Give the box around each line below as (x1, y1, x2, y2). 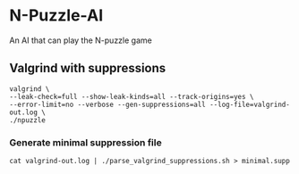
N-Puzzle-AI (9, 5, 104, 26)
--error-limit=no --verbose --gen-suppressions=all (9, 100, 206, 109)
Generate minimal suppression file (9, 136, 163, 148)
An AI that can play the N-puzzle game (9, 35, 152, 46)
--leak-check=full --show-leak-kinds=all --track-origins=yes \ (9, 92, 254, 101)
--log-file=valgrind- (209, 100, 291, 109)
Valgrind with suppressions (9, 61, 167, 76)
